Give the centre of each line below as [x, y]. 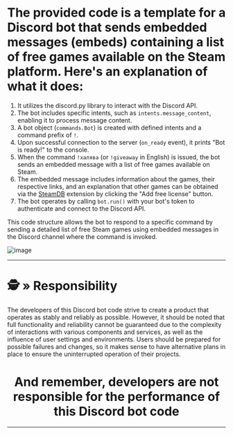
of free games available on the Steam [116, 57]
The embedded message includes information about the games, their [116, 179]
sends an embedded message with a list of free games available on [113, 164]
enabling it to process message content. [75, 120]
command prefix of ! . [48, 135]
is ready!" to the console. [53, 150]
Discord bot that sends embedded [107, 27]
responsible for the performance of [116, 397]
